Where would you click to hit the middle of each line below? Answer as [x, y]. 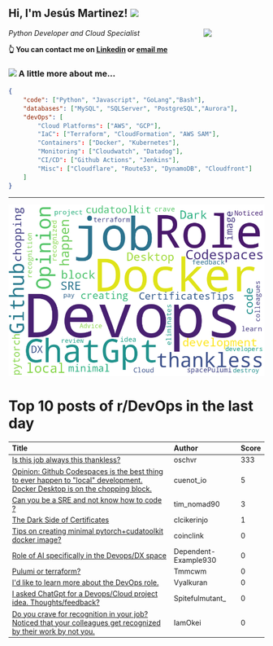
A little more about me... [67, 73]
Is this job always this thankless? [66, 460]
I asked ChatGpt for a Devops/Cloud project [85, 594]
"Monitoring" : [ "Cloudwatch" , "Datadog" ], [110, 152]
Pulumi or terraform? [46, 571]
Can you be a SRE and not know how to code [87, 499]
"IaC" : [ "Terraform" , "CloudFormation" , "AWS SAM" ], [129, 134]
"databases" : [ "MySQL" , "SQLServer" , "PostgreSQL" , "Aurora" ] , [130, 108]
